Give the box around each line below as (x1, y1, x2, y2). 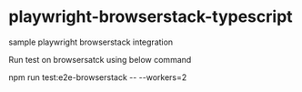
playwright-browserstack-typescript (8, 6, 293, 27)
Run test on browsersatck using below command (8, 54, 192, 65)
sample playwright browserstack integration (8, 36, 174, 47)
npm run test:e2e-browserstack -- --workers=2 (8, 71, 187, 83)
